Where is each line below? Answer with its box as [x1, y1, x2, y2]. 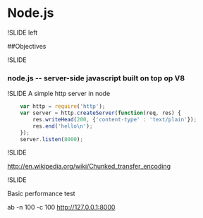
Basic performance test [7, 189, 75, 198]
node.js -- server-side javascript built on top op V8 [7, 73, 185, 83]
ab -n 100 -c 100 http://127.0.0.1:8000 [7, 203, 116, 212]
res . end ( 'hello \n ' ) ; [32, 122, 93, 130]
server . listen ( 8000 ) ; [20, 135, 83, 143]
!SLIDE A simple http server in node [7, 90, 111, 98]
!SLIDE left [7, 28, 37, 37]
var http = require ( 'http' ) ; [20, 103, 106, 110]
